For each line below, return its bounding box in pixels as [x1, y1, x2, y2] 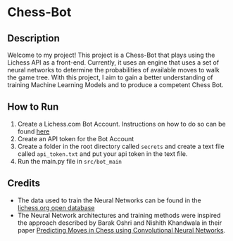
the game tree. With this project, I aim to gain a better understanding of [7, 73, 213, 82]
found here [17, 127, 50, 136]
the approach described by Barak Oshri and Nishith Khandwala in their [17, 219, 222, 227]
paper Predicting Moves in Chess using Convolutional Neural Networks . [17, 226, 226, 234]
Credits [7, 177, 41, 190]
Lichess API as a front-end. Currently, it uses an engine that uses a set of [7, 58, 220, 67]
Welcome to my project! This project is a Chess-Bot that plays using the [7, 51, 215, 59]
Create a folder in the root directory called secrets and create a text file [17, 142, 225, 150]
